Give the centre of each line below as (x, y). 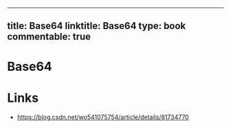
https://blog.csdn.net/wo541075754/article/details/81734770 (103, 117)
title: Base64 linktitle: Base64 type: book (97, 26)
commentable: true (49, 37)
